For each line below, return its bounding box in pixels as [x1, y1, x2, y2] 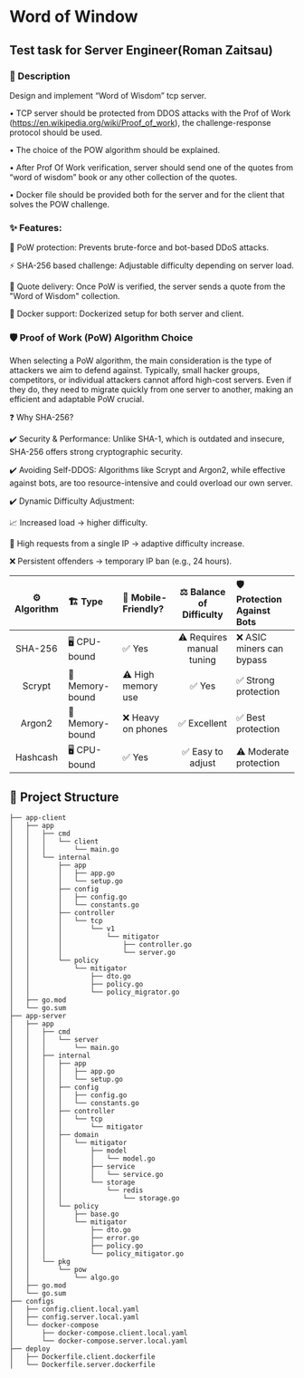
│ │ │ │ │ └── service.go [9, 1171, 165, 1180]
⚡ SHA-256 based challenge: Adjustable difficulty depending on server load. [9, 260, 294, 271]
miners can [235, 642, 284, 655]
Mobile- [130, 591, 167, 603]
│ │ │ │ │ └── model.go [9, 1154, 156, 1163]
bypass [235, 654, 268, 667]
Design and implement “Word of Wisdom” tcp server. [9, 90, 206, 101]
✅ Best [235, 711, 266, 724]
